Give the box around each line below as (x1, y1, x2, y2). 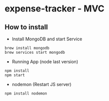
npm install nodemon (4, 91, 48, 96)
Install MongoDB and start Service (11, 36, 83, 42)
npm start (4, 73, 25, 78)
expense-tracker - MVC (4, 3, 105, 14)
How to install (4, 23, 48, 31)
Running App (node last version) (11, 59, 78, 65)
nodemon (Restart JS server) (11, 82, 72, 87)
